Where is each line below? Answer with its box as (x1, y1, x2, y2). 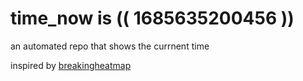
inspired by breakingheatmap (10, 59, 132, 71)
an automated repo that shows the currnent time (10, 40, 210, 52)
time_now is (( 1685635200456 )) (10, 7, 295, 30)
